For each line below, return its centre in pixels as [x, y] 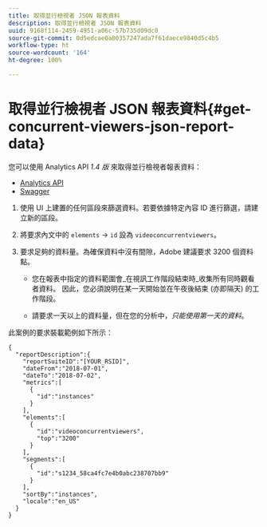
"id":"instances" [65, 396]
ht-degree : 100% [35, 61]
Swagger [35, 191]
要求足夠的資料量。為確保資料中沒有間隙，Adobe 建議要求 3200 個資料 [136, 252]
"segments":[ [44, 459]
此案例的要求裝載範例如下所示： [61, 332]
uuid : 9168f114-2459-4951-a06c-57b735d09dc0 [83, 30]
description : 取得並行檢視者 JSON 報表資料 [75, 23]
